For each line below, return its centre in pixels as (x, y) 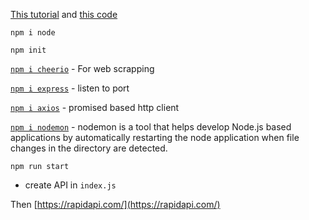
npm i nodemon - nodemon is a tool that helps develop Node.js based (151, 127)
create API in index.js (70, 185)
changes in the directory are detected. (89, 148)
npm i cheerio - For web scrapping (82, 68)
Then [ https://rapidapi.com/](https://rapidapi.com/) (115, 204)
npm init (28, 50)
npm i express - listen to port (70, 88)
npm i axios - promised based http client (95, 107)
